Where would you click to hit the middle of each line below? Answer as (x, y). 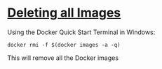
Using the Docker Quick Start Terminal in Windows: (81, 32)
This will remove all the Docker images (63, 58)
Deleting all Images (64, 13)
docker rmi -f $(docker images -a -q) (64, 45)
